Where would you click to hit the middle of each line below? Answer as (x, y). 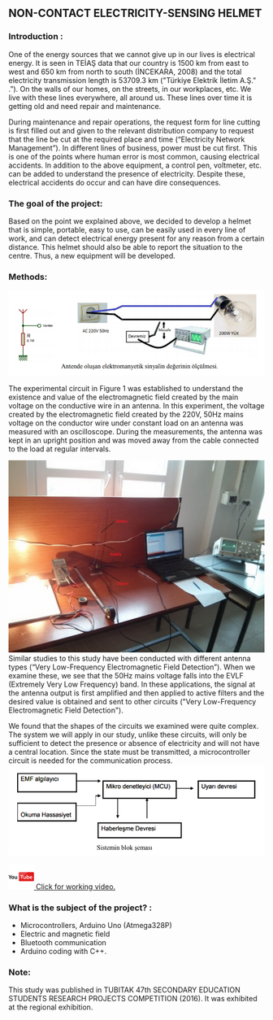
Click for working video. (76, 887)
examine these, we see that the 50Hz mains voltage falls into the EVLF (126, 676)
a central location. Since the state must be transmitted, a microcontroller (129, 752)
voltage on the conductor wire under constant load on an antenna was (126, 423)
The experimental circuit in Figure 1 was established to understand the (126, 389)
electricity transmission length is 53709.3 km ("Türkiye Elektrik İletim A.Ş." (132, 80)
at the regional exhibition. (51, 1007)
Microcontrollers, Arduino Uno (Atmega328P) (96, 925)
